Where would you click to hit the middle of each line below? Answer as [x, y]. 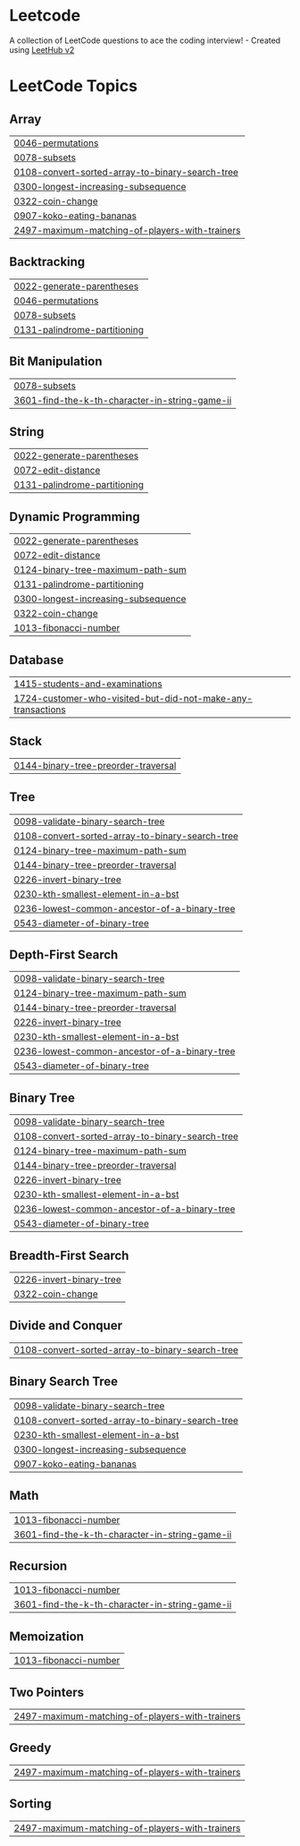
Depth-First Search [64, 955]
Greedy [30, 1748]
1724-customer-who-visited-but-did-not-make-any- [133, 698]
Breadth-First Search [69, 1255]
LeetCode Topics [74, 86]
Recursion [38, 1565]
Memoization [47, 1636]
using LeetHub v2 [42, 49]
